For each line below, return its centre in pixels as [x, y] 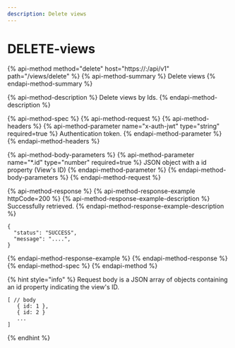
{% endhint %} [29, 337]
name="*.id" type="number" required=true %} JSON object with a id [107, 162]
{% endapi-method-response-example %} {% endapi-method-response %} [117, 258]
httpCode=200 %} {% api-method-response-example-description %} [109, 198]
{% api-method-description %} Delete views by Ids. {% [88, 97]
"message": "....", [42, 239]
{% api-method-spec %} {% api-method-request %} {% [89, 118]
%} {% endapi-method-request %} [110, 177]
